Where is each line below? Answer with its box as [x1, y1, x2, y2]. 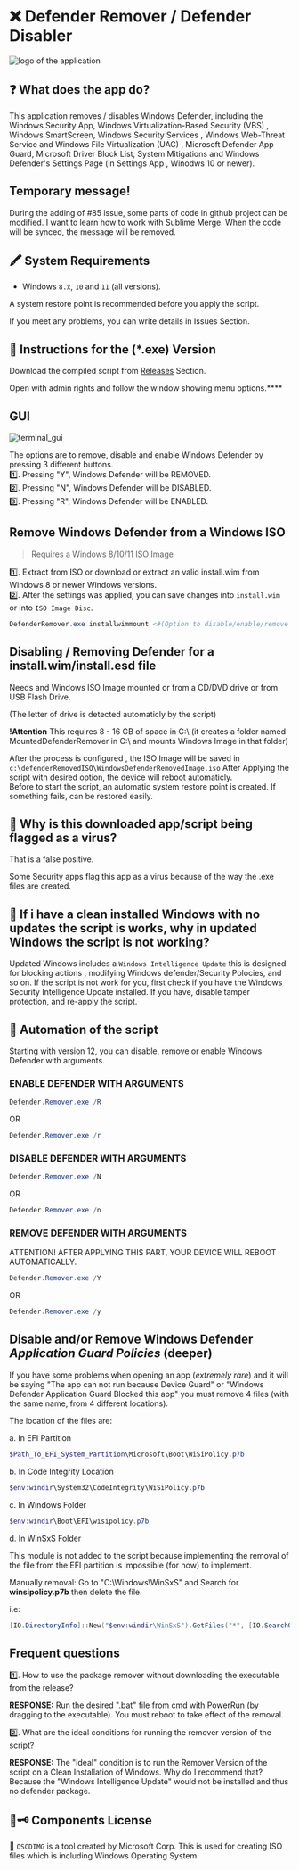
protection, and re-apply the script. [9, 997, 138, 1007]
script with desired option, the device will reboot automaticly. [9, 772, 233, 782]
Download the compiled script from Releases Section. [9, 366, 206, 376]
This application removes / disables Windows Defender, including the [9, 110, 263, 121]
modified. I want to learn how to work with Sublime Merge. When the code [9, 217, 282, 228]
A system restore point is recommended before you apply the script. [9, 299, 260, 310]
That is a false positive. [9, 854, 94, 865]
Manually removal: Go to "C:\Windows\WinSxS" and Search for [9, 1576, 239, 1587]
